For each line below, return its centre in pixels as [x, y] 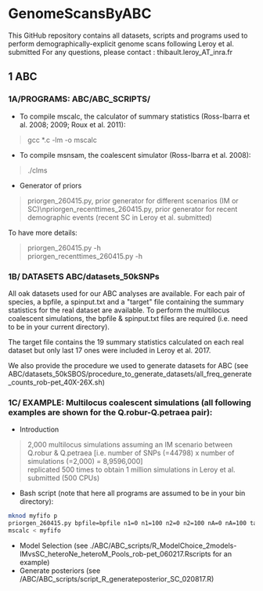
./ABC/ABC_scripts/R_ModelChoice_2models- [163, 545]
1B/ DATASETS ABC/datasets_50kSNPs [84, 276]
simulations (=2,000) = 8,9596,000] [85, 461]
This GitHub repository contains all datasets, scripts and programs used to [128, 35]
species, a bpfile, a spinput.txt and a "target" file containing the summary [126, 301]
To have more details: [43, 232]
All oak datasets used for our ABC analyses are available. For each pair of [126, 293]
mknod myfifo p [33, 516]
